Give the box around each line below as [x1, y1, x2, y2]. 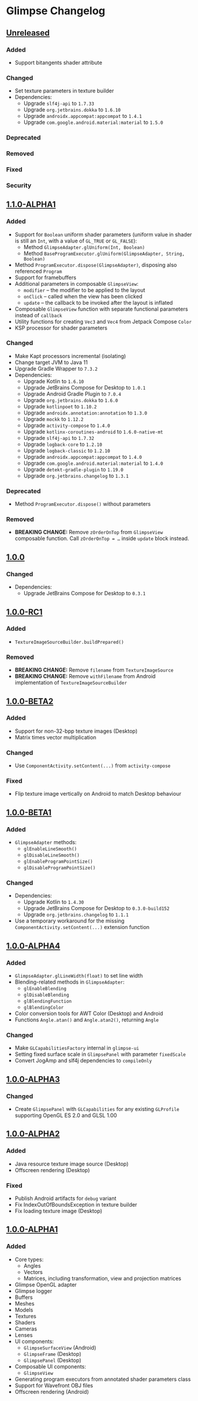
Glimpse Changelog [6, 4, 106, 18]
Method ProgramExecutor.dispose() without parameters [14, 500, 151, 508]
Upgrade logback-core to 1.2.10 [23, 441, 103, 448]
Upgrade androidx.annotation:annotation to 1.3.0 [23, 409, 148, 416]
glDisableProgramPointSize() [23, 865, 96, 871]
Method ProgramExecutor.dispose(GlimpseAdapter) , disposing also [14, 261, 177, 268]
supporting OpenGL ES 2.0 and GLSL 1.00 [14, 1112, 117, 1119]
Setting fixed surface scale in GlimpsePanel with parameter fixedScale [14, 1051, 186, 1058]
